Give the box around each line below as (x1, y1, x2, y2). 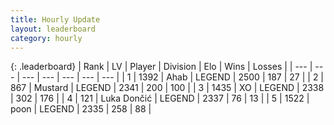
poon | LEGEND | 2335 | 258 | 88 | (10, 103, 152, 115)
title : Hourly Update (10, 14, 101, 25)
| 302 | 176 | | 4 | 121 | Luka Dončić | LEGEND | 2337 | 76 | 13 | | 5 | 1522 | (10, 92, 310, 105)
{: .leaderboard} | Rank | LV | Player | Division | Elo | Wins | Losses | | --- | (10, 61, 313, 73)
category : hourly (10, 33, 83, 43)
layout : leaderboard (10, 24, 97, 34)
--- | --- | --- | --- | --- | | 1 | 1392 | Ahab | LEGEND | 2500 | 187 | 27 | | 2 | (21, 71, 325, 83)
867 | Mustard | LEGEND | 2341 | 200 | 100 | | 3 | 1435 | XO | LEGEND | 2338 (10, 82, 325, 94)
